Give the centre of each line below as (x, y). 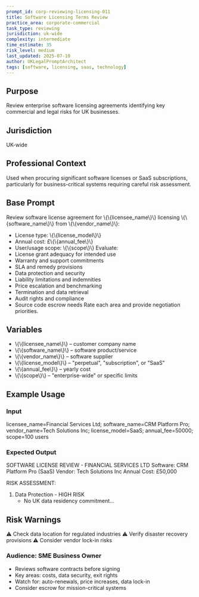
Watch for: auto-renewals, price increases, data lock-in (82, 582)
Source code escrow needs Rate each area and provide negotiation (97, 305)
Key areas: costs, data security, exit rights (66, 575)
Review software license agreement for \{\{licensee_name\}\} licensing (93, 217)
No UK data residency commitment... (69, 501)
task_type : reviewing (33, 28)
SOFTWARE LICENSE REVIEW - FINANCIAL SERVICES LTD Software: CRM (97, 465)
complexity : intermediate (38, 39)
